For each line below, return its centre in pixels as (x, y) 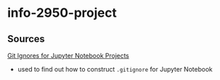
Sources (26, 39)
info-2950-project (62, 13)
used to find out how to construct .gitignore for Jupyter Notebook (115, 69)
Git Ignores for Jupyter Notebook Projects (68, 55)
